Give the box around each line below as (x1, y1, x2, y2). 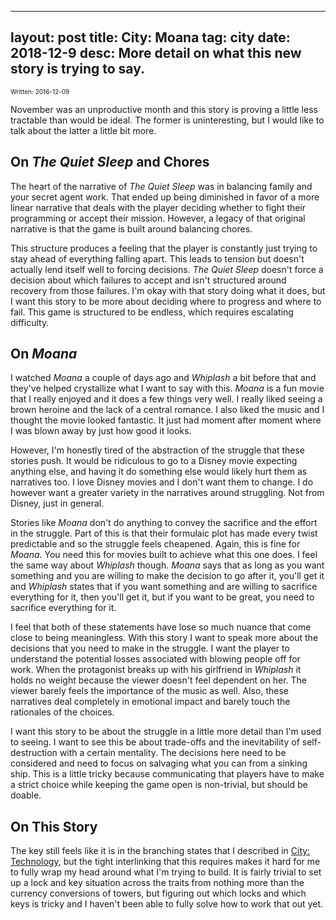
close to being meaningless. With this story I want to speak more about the (10, 632, 319, 644)
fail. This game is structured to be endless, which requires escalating (10, 306, 294, 318)
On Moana (10, 346, 78, 363)
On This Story (10, 818, 98, 835)
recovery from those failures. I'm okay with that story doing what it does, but (10, 284, 326, 296)
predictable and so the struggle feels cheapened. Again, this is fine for (10, 538, 301, 550)
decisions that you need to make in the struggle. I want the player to (10, 642, 290, 655)
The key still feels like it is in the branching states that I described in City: (10, 845, 311, 857)
